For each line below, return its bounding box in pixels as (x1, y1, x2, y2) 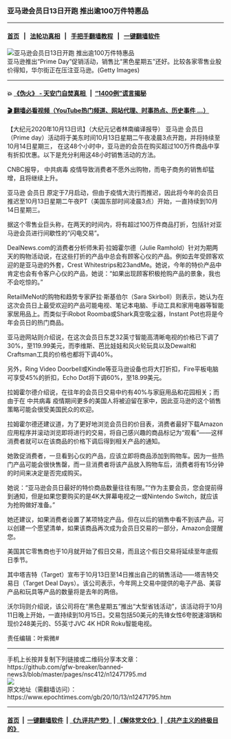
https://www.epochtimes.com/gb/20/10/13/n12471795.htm (7, 693, 172, 701)
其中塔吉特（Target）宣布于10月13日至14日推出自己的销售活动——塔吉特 (7, 570, 213, 579)
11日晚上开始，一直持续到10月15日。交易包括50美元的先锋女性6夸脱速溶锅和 (7, 611, 222, 619)
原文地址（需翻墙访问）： (7, 685, 77, 694)
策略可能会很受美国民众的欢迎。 (7, 405, 98, 414)
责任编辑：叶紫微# (7, 634, 60, 643)
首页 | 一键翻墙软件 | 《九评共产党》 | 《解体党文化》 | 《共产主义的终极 (7, 716, 213, 724)
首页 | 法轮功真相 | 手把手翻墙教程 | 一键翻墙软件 (7, 32, 160, 40)
